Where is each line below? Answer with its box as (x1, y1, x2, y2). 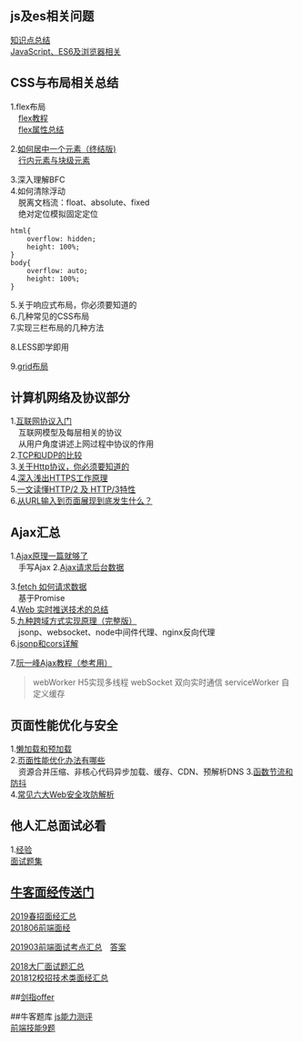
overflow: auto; (26, 266, 89, 275)
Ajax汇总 (10, 525, 61, 540)
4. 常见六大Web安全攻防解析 (10, 789, 115, 800)
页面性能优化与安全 (10, 718, 118, 733)
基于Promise (18, 593, 66, 604)
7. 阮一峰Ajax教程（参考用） (10, 658, 113, 669)
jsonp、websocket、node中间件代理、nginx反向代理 (18, 627, 216, 638)
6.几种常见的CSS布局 (10, 311, 90, 322)
